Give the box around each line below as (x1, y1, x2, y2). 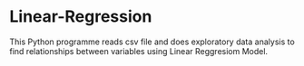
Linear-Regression (9, 6, 152, 27)
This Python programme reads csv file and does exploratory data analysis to (9, 36, 295, 47)
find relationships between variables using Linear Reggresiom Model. (9, 45, 269, 56)
